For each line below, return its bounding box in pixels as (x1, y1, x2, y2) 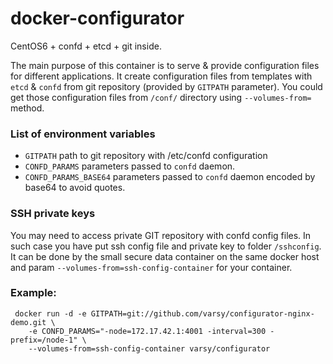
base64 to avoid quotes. (24, 182, 126, 194)
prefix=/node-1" (10, 335, 78, 345)
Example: (10, 286, 57, 300)
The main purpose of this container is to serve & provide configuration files (10, 59, 320, 71)
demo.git (10, 317, 47, 327)
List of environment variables (10, 127, 156, 141)
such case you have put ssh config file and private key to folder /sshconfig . (10, 240, 322, 252)
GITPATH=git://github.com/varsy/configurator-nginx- (90, 308, 315, 319)
